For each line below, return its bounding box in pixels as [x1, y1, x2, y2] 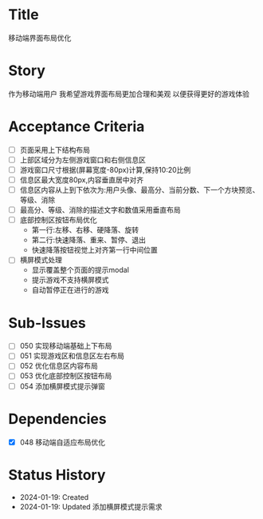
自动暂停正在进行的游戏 [31, 285, 109, 295]
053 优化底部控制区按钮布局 [19, 371, 112, 381]
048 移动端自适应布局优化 [19, 437, 106, 447]
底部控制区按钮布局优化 [19, 215, 97, 225]
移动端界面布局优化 [8, 33, 72, 42]
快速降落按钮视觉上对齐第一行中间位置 [31, 246, 158, 255]
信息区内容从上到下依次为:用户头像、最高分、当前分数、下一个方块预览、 [19, 186, 260, 195]
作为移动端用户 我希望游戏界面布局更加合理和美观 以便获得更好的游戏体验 [8, 89, 249, 98]
